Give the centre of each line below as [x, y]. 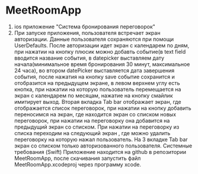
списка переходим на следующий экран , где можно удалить [92, 133]
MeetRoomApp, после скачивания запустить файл [77, 158]
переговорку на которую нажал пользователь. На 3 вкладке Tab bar [101, 139]
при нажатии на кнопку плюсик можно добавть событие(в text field [100, 51]
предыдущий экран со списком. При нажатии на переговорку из [97, 127]
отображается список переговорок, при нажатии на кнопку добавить [103, 108]
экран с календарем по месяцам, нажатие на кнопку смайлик [93, 96]
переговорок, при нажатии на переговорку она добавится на [92, 120]
